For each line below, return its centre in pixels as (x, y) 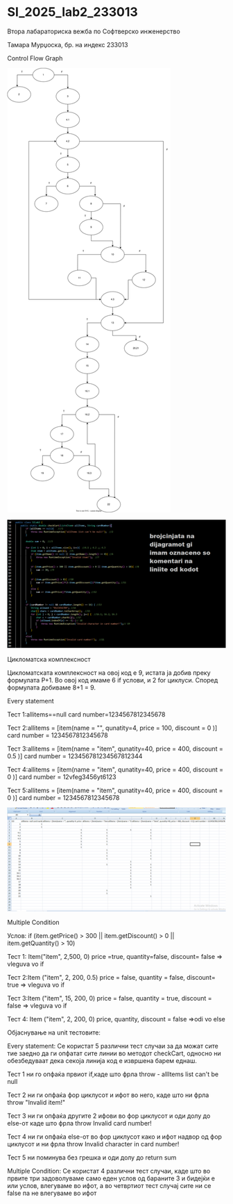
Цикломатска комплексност (49, 660)
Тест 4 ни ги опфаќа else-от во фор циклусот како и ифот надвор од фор (114, 1137)
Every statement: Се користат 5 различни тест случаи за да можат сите (113, 1046)
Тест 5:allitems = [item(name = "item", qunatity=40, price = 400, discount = (115, 791)
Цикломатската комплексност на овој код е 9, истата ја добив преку (109, 673)
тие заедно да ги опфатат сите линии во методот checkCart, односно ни (114, 1053)
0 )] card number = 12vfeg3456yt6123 (62, 777)
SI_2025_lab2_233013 (73, 12)
